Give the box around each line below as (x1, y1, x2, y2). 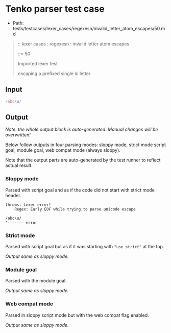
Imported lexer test (17, 60, 58, 66)
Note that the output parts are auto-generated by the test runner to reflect (5, 157, 161, 163)
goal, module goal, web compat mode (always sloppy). (5, 147, 121, 153)
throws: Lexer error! (5, 202, 52, 207)
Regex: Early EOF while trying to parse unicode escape (14, 206, 136, 212)
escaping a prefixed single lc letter (17, 70, 91, 77)
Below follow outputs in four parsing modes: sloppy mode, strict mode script (5, 141, 166, 148)
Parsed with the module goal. (5, 278, 67, 284)
